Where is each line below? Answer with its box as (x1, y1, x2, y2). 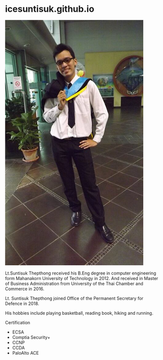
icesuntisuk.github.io (5, 3, 95, 15)
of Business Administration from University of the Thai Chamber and (5, 280, 143, 286)
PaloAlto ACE (12, 350, 39, 356)
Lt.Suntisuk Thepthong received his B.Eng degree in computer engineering (5, 270, 156, 276)
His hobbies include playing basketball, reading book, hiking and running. (5, 310, 154, 316)
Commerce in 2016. (5, 286, 45, 292)
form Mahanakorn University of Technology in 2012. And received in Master (5, 275, 159, 281)
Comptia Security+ (12, 334, 51, 340)
